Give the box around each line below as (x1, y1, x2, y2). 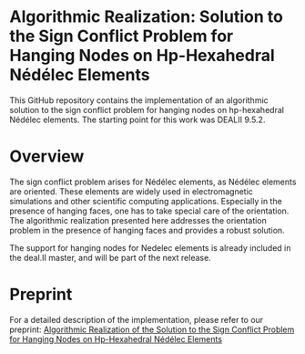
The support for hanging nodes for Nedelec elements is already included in (9, 242, 291, 253)
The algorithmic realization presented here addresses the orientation (9, 214, 267, 225)
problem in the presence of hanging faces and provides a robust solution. (9, 224, 285, 235)
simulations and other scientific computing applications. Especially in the (9, 195, 282, 206)
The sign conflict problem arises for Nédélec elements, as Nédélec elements (9, 176, 297, 187)
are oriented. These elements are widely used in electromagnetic (9, 185, 253, 197)
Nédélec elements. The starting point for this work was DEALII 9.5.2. (9, 114, 266, 125)
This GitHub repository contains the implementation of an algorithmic (9, 94, 269, 106)
